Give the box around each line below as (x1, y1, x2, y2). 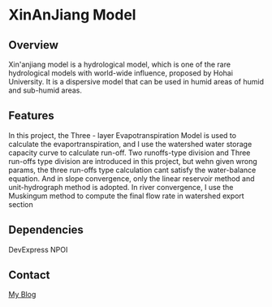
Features (8, 109, 54, 123)
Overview (8, 38, 59, 52)
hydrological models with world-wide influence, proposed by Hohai (8, 68, 234, 78)
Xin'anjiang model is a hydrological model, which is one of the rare (8, 59, 231, 69)
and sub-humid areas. (8, 85, 83, 95)
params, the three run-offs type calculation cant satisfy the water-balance (8, 165, 257, 175)
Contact (8, 268, 50, 282)
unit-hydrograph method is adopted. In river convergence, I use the (8, 182, 234, 192)
